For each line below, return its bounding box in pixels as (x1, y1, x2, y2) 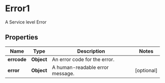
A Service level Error (5, 19, 47, 25)
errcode (7, 56, 27, 62)
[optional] (135, 67, 158, 74)
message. (52, 70, 75, 77)
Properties (5, 33, 38, 41)
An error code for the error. (52, 56, 114, 62)
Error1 (5, 3, 30, 14)
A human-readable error (52, 64, 109, 71)
